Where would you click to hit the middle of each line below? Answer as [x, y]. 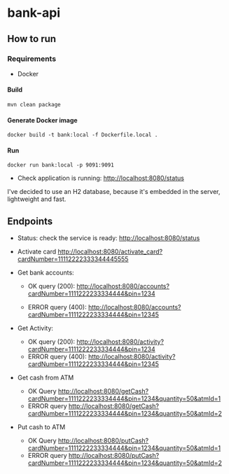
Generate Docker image [43, 120]
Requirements [32, 59]
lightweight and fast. [37, 199]
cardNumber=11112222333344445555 [73, 259]
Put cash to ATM [41, 427]
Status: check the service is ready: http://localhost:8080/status [109, 238]
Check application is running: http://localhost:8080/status [100, 178]
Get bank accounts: [46, 273]
